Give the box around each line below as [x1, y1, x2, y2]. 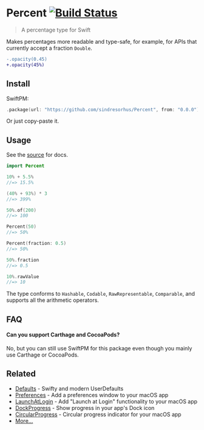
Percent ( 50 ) [6, 224, 36, 230]
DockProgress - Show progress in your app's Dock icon [15, 404, 155, 411]
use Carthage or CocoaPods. [6, 351, 79, 358]
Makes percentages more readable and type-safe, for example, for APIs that [6, 38, 197, 45]
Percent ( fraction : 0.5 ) [6, 241, 67, 247]
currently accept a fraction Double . [6, 44, 92, 52]
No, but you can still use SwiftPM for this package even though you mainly [6, 344, 192, 352]
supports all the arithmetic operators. [6, 296, 99, 304]
